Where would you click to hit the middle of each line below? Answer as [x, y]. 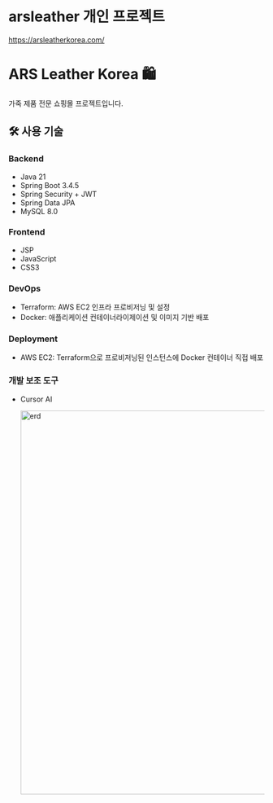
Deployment [33, 339]
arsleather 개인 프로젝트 [87, 17]
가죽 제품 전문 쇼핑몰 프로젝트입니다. [66, 103]
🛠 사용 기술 [36, 132]
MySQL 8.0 [39, 211]
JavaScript [38, 258]
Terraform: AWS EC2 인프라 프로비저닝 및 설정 [95, 307]
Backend [26, 159]
